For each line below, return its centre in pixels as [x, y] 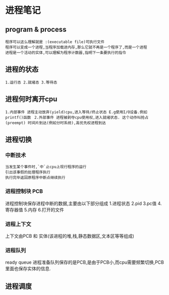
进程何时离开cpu [31, 99]
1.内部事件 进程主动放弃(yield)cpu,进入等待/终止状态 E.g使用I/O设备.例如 [76, 112]
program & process [36, 29]
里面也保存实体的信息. [28, 269]
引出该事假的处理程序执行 [28, 173]
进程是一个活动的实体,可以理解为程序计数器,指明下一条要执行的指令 [66, 53]
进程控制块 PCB [24, 191]
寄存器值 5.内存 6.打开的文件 [35, 209]
